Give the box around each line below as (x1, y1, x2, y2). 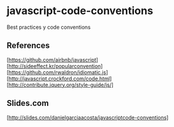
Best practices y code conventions (6, 24, 91, 31)
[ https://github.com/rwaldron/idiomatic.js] (6, 69, 108, 76)
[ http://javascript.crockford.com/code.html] (6, 75, 112, 82)
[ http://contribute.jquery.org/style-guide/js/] (6, 81, 114, 88)
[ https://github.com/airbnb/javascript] (6, 56, 99, 63)
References (6, 41, 50, 51)
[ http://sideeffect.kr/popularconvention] (6, 62, 103, 69)
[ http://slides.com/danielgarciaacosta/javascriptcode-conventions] (6, 113, 169, 121)
